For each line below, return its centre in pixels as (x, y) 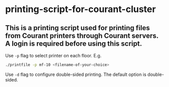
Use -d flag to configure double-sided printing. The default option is (76, 74)
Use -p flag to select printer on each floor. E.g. (53, 56)
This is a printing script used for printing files (78, 28)
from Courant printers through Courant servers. (82, 35)
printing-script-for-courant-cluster (81, 9)
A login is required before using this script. (74, 43)
